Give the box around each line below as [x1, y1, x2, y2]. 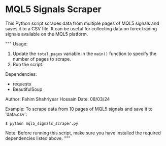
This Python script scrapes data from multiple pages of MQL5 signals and [5, 20, 159, 26]
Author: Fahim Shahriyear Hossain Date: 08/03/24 [5, 96, 110, 102]
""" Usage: [5, 40, 28, 46]
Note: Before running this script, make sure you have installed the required [5, 130, 161, 136]
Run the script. [12, 61, 44, 67]
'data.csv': [5, 111, 27, 117]
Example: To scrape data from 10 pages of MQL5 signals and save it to [5, 106, 153, 112]
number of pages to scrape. [12, 56, 71, 62]
